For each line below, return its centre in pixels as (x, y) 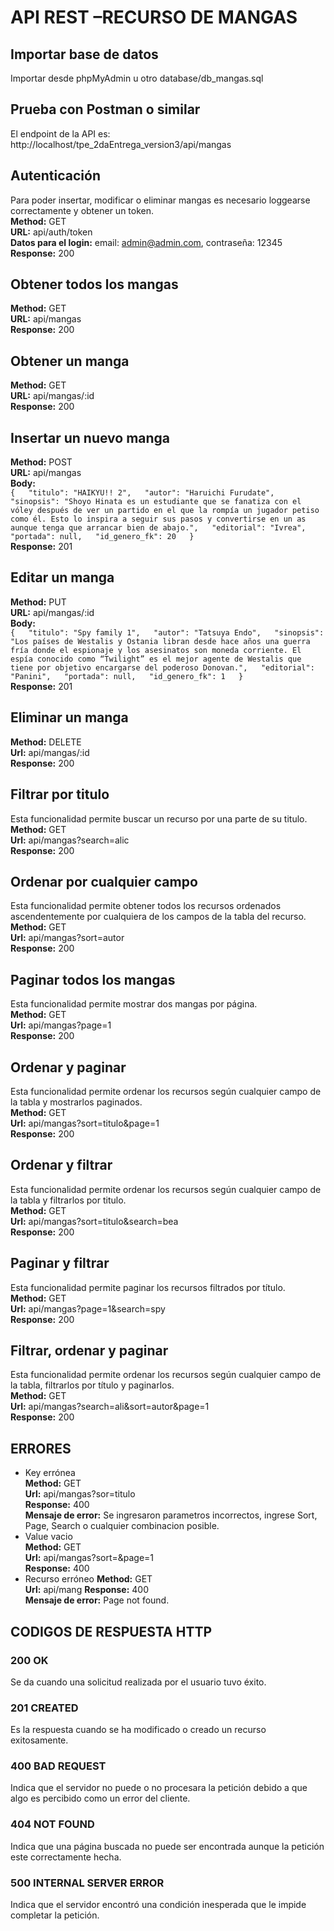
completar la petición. (55, 1915)
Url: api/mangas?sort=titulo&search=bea (94, 1221)
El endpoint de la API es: (60, 133)
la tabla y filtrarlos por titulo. (68, 1200)
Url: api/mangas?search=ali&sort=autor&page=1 (110, 1407)
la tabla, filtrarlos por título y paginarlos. (92, 1385)
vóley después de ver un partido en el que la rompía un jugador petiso (165, 511)
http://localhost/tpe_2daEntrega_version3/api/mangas (121, 144)
